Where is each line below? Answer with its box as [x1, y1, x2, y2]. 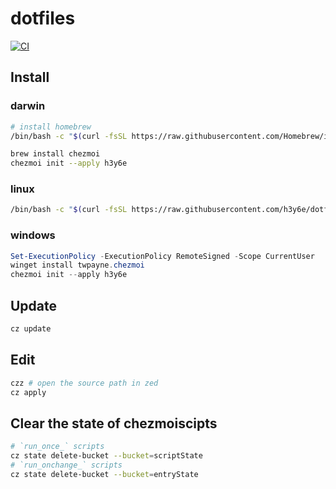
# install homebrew [10, 122, 92, 132]
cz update [10, 324, 52, 334]
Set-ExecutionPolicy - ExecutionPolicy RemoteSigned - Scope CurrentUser [10, 251, 315, 261]
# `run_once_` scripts [10, 442, 105, 452]
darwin [10, 99, 46, 113]
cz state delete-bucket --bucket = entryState [10, 469, 199, 479]
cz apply [10, 387, 47, 397]
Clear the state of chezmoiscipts [10, 415, 218, 432]
